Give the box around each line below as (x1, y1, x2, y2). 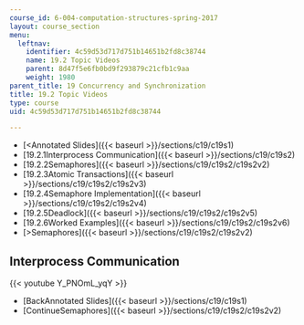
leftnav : (17, 38, 51, 48)
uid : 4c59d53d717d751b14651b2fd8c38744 (9, 107, 162, 116)
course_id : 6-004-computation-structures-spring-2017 (9, 13, 219, 23)
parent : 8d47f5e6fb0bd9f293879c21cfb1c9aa (26, 65, 190, 74)
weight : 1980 (26, 73, 76, 82)
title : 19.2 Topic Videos (9, 89, 108, 99)
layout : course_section (9, 22, 100, 31)
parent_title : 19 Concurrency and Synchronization (9, 81, 206, 90)
